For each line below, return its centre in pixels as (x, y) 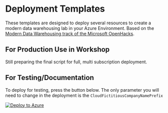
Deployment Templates (55, 9)
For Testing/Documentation (50, 78)
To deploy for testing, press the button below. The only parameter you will (82, 90)
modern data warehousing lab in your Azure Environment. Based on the (80, 28)
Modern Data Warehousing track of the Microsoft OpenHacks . (70, 33)
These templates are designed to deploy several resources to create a (78, 23)
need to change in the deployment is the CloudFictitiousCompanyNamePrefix (84, 95)
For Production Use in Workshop (57, 49)
